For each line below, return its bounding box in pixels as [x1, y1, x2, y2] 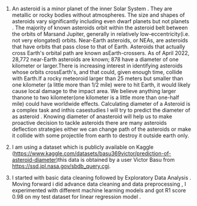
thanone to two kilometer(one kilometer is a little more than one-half [11, 94, 180, 101]
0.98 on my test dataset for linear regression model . [11, 193, 141, 200]
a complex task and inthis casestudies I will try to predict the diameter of [11, 107, 191, 113]
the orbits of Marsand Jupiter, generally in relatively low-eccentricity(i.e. [11, 30, 190, 38]
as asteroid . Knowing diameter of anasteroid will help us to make [11, 113, 173, 120]
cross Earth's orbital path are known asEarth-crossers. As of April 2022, [11, 50, 190, 56]
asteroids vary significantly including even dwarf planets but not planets [11, 18, 190, 24]
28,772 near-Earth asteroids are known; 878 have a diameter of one [11, 56, 179, 63]
